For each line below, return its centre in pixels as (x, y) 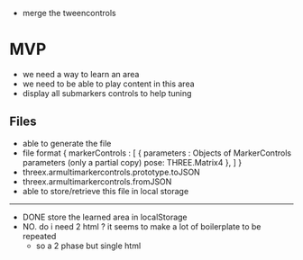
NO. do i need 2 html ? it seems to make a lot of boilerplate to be (142, 226)
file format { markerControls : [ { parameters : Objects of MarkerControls (156, 153)
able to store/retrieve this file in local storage (106, 191)
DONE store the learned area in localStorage (105, 217)
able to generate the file (67, 143)
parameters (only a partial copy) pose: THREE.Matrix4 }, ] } (132, 162)
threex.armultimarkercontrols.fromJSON (97, 181)
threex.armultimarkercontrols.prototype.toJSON (111, 172)
